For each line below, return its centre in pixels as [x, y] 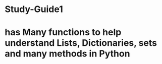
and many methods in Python [67, 54]
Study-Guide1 [34, 9]
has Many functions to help [63, 33]
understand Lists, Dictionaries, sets [81, 43]
